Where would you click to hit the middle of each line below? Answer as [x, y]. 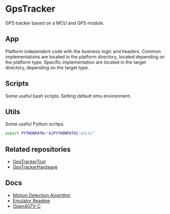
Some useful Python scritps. [35, 124]
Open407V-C [26, 206]
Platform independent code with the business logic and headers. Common [83, 51]
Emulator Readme [31, 200]
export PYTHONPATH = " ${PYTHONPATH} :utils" [50, 133]
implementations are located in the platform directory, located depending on [85, 57]
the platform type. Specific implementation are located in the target [76, 62]
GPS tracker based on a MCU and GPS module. [55, 23]
